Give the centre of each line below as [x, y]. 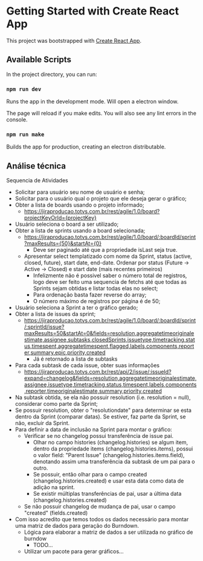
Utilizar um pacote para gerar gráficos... [74, 551]
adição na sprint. [54, 487]
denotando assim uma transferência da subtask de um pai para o [114, 462]
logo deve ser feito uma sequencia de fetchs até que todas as [110, 282]
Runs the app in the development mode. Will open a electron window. [92, 101]
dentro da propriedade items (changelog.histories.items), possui [113, 449]
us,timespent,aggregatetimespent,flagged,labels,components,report [109, 346]
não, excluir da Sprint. [42, 423]
